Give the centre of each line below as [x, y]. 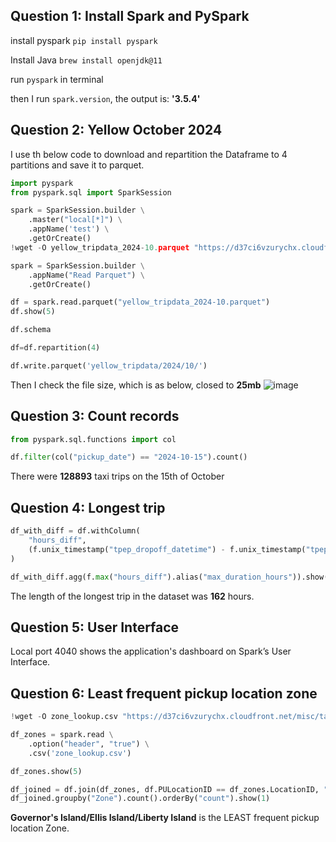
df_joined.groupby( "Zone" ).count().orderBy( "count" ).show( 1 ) [140, 799]
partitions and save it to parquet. [77, 165]
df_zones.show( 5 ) [46, 771]
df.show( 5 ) [33, 312]
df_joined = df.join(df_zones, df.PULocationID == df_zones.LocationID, [165, 789]
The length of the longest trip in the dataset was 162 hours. [132, 596]
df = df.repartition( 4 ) [55, 348]
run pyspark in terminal [57, 79]
